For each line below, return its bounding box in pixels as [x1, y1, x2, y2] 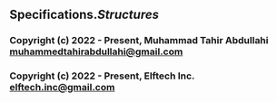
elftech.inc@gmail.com [9, 81, 115, 94]
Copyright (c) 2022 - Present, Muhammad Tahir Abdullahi [9, 34, 269, 47]
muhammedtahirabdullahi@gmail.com [9, 45, 183, 58]
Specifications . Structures [9, 7, 160, 23]
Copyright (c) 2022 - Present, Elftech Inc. [9, 70, 195, 82]
